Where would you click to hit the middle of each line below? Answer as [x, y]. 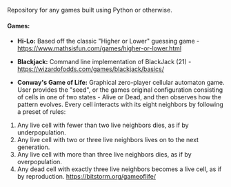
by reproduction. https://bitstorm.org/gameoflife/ [87, 177]
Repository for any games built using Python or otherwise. [90, 10]
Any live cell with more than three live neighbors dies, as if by [104, 155]
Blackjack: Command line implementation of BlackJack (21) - [104, 62]
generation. [33, 147]
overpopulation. [39, 162]
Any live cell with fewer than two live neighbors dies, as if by [103, 125]
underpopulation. [42, 132]
